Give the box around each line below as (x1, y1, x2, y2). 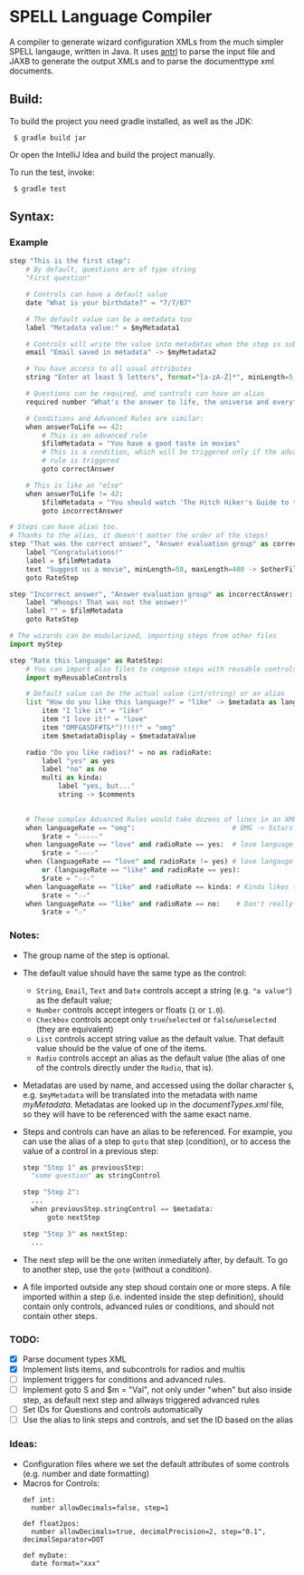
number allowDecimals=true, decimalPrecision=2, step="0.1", (31, 1527, 267, 1536)
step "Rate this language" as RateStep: (9, 656, 165, 665)
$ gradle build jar (13, 133, 88, 142)
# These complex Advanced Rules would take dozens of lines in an (25, 815, 281, 824)
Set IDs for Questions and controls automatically (22, 1404, 204, 1415)
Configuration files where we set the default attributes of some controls (22, 1458, 290, 1469)
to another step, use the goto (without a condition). (22, 1264, 213, 1275)
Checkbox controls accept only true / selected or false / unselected (35, 1013, 278, 1024)
